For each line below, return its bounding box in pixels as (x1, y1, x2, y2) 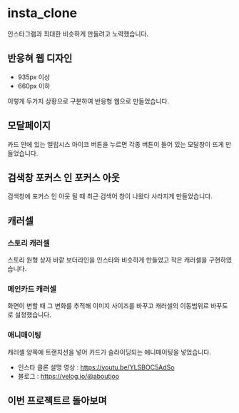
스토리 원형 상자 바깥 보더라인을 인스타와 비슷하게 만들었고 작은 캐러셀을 (7, 255, 208, 265)
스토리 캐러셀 (7, 238, 50, 248)
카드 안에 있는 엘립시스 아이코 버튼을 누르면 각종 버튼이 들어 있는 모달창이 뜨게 (7, 140, 225, 148)
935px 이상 (17, 73, 51, 81)
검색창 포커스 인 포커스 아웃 (7, 171, 120, 183)
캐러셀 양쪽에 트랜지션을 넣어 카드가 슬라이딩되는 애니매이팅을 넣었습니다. (7, 347, 212, 356)
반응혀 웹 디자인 (7, 52, 73, 65)
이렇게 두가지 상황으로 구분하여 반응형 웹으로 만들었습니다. (7, 96, 170, 105)
